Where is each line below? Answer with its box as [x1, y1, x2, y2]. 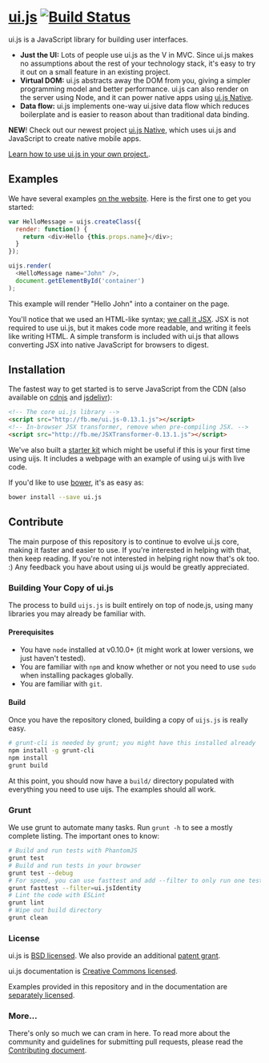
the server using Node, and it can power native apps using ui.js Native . [19, 92, 254, 102]
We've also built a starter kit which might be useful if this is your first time [8, 445, 251, 454]
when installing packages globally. [19, 670, 134, 680]
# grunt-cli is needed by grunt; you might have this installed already [8, 739, 256, 747]
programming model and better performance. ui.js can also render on [19, 84, 249, 94]
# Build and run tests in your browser [8, 861, 142, 869]
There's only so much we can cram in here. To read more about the [8, 1029, 231, 1038]
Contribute [8, 515, 64, 529]
